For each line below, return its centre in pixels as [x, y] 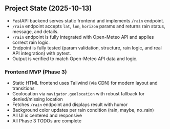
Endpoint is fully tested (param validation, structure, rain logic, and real [87, 47]
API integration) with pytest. [41, 53]
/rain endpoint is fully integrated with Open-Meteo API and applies [83, 37]
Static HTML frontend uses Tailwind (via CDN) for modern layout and [85, 83]
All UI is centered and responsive [47, 115]
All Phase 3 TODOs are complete [47, 121]
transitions [23, 88]
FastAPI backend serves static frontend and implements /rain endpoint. [88, 20]
